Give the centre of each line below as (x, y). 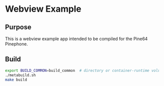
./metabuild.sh (20, 75)
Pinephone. (17, 44)
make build (16, 80)
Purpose (18, 27)
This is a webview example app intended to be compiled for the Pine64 (76, 39)
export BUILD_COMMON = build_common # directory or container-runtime (77, 70)
